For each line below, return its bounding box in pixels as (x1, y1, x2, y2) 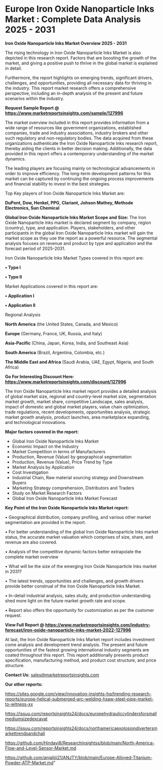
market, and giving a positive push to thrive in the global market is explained (5, 60, 158, 66)
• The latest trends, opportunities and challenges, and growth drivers (5, 578, 144, 584)
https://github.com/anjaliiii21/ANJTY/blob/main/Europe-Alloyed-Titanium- (5, 754, 152, 760)
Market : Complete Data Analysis (5, 14, 141, 25)
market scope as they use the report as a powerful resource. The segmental (5, 235, 158, 241)
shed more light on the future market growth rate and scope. (5, 598, 127, 604)
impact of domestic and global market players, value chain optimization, (5, 404, 149, 409)
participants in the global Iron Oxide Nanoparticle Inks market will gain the (5, 230, 153, 236)
